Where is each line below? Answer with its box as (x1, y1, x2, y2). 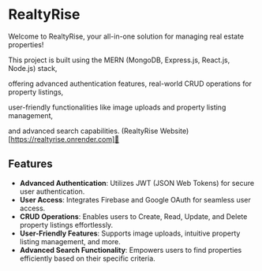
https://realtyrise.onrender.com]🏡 (10, 134, 120, 143)
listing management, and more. (19, 236, 121, 246)
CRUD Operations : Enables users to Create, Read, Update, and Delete (19, 211, 248, 221)
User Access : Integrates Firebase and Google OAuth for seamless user (19, 195, 251, 204)
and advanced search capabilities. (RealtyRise (8, 126, 159, 135)
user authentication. (19, 187, 85, 196)
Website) (159, 126, 189, 135)
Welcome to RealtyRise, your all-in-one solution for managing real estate (8, 32, 245, 41)
